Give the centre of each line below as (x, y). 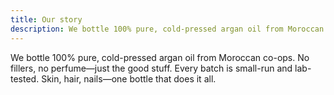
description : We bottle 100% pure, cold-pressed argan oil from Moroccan (167, 29)
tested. (25, 78)
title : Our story (46, 19)
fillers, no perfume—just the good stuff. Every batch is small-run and (151, 68)
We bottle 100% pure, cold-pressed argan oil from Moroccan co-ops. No (160, 57)
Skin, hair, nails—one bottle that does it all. (129, 78)
